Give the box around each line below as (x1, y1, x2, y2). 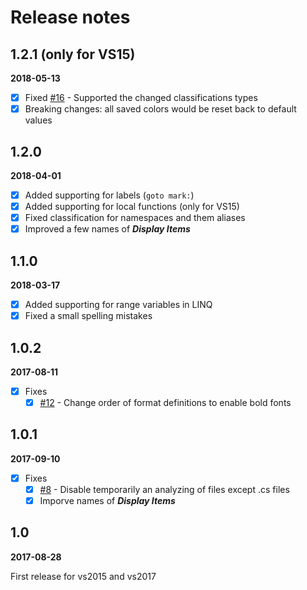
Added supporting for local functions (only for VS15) (24, 201, 240, 212)
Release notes (10, 6, 131, 29)
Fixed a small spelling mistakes (24, 310, 153, 322)
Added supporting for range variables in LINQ (24, 299, 213, 310)
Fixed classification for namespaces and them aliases (24, 212, 246, 224)
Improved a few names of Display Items (24, 223, 191, 235)
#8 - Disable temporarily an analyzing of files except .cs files (39, 483, 290, 495)
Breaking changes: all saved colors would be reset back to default (24, 103, 297, 115)
